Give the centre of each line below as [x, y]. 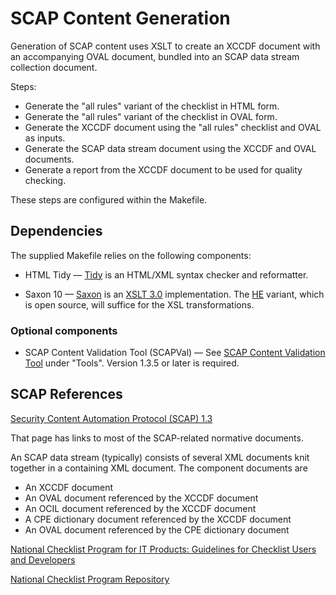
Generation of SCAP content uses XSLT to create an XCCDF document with [165, 46]
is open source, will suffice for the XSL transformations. [139, 304]
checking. [45, 180]
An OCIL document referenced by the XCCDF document [140, 508]
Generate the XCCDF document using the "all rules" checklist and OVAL [173, 127]
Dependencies [56, 231]
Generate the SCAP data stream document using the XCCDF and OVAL [170, 148]
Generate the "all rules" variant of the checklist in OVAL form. [151, 116]
